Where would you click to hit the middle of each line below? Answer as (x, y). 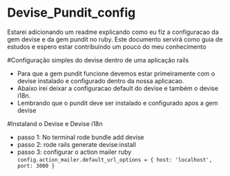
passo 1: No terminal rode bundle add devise (80, 137)
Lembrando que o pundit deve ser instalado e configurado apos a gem (117, 103)
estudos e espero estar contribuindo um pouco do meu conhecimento (107, 46)
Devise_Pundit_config (71, 13)
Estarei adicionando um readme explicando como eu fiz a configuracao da (113, 32)
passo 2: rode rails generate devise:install (76, 144)
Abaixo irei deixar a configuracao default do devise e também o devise (118, 88)
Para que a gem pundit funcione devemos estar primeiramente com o (116, 73)
